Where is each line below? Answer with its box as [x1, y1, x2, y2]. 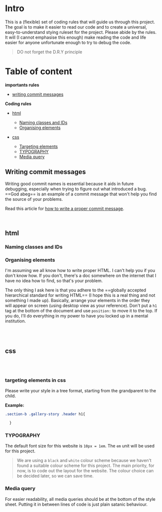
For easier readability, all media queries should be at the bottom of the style [5, 496, 156, 502]
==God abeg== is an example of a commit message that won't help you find [5, 191, 157, 197]
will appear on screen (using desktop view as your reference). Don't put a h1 [5, 303, 157, 308]
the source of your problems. [5, 196, 63, 202]
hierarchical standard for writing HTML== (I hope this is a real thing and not [5, 292, 156, 298]
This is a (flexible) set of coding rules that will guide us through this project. [5, 19, 155, 25]
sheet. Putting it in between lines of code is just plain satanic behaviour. [5, 501, 148, 507]
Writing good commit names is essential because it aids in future [5, 180, 134, 187]
